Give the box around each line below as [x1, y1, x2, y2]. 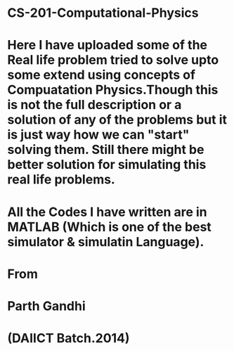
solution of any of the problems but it [7, 112, 227, 128]
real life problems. [7, 172, 116, 188]
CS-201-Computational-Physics [7, 5, 199, 21]
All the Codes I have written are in [7, 204, 207, 219]
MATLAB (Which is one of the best [7, 219, 212, 235]
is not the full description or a [7, 97, 182, 113]
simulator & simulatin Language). [7, 234, 204, 250]
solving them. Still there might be [7, 142, 204, 158]
